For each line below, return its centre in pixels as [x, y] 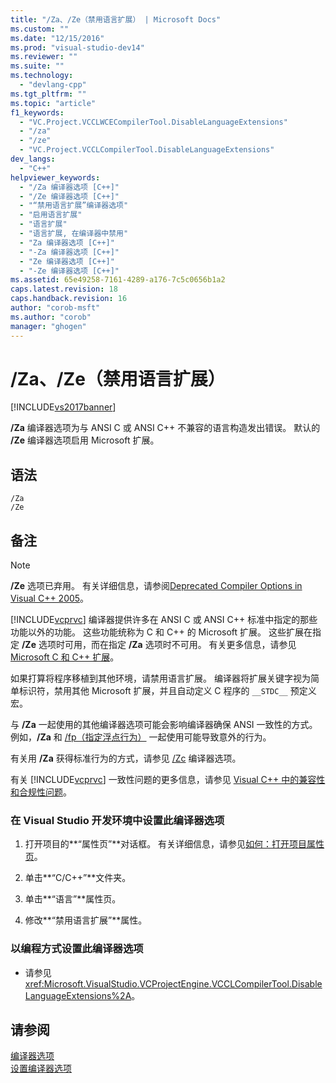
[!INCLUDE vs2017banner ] [63, 407]
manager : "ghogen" [48, 326]
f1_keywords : [37, 112]
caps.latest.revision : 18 [64, 289]
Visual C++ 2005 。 [50, 598]
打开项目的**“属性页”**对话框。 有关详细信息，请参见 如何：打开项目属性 [174, 844]
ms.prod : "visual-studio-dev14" [77, 47]
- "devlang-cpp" [53, 85]
